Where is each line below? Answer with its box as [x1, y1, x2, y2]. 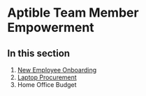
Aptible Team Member [7, 5, 139, 21]
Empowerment [7, 19, 94, 35]
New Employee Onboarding [17, 66, 97, 74]
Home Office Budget [17, 81, 77, 88]
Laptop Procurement [17, 73, 77, 81]
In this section [7, 47, 71, 59]
